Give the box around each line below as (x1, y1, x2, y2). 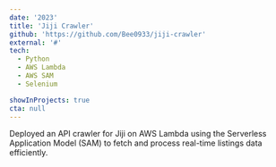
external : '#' (9, 38, 63, 47)
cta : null (9, 104, 47, 113)
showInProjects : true (9, 96, 91, 104)
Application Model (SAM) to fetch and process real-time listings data (9, 138, 263, 148)
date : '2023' (9, 13, 58, 22)
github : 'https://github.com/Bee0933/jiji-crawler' (9, 29, 206, 38)
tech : (9, 46, 30, 55)
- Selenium (17, 79, 58, 88)
